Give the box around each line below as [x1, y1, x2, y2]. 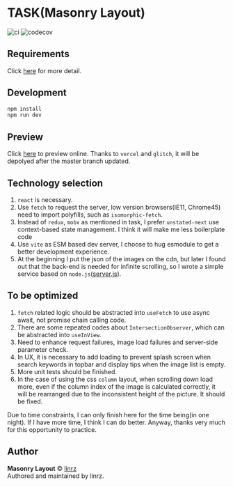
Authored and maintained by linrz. [7, 472, 104, 480]
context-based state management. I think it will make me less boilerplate [17, 225, 225, 233]
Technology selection [7, 177, 103, 189]
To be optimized [7, 290, 79, 302]
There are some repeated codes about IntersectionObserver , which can [17, 323, 225, 332]
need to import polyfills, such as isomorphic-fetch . [17, 210, 163, 219]
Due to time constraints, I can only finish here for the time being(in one [7, 410, 210, 419]
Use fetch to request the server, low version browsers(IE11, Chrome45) [17, 203, 221, 211]
